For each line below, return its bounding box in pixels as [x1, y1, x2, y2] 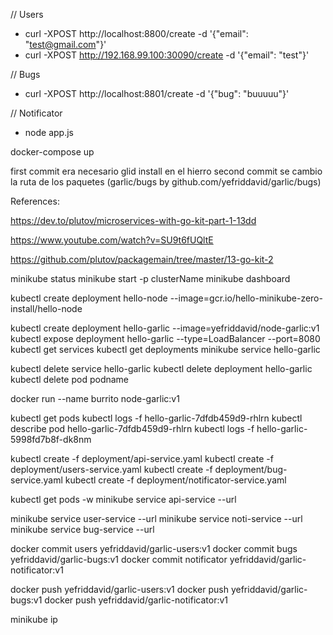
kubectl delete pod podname [10, 374, 130, 385]
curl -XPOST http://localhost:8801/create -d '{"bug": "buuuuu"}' [24, 88, 290, 99]
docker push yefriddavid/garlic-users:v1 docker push [10, 584, 229, 595]
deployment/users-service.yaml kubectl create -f [10, 464, 213, 475]
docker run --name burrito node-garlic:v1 [10, 393, 180, 404]
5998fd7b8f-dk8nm [10, 434, 92, 445]
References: [10, 195, 60, 207]
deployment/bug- [214, 464, 288, 475]
